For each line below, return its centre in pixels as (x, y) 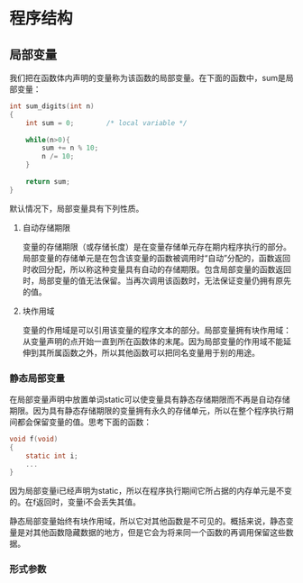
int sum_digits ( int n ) (52, 106)
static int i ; (52, 456)
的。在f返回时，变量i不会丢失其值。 (75, 502)
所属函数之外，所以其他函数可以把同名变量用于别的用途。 (153, 352)
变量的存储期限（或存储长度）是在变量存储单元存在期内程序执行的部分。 (156, 246)
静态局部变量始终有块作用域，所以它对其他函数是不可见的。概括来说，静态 (147, 521)
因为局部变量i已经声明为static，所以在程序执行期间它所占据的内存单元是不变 (151, 491)
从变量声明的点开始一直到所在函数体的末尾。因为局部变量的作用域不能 (153, 341)
